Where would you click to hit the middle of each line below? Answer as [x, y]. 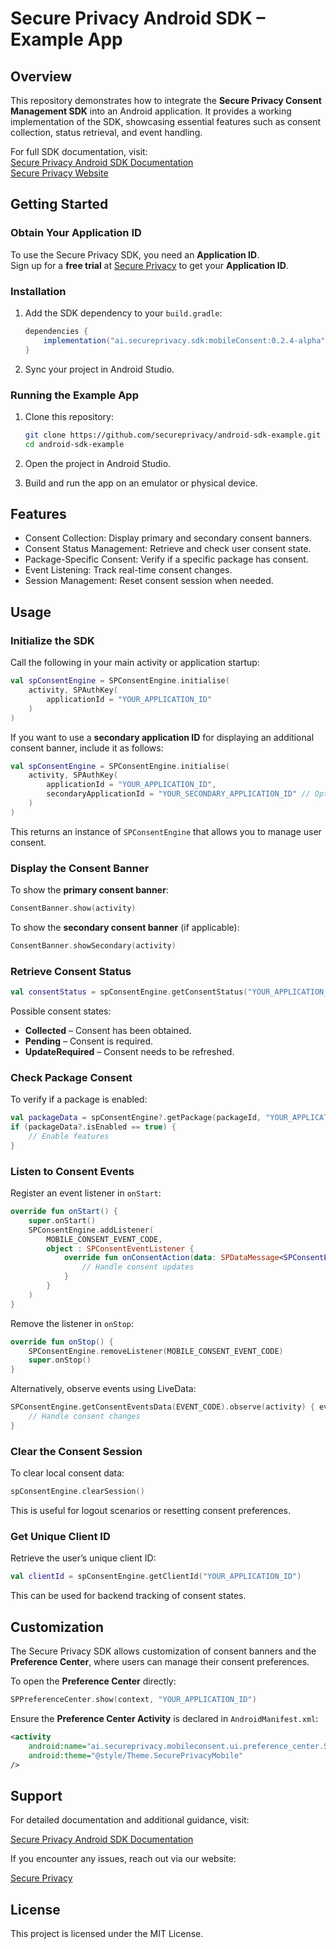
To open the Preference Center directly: [93, 1681]
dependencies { [56, 331]
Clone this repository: [69, 416]
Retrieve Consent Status [71, 971]
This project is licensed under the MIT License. [107, 1933]
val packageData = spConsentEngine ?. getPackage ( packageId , [136, 1118]
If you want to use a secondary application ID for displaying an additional [162, 737]
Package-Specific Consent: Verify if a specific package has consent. [166, 559]
